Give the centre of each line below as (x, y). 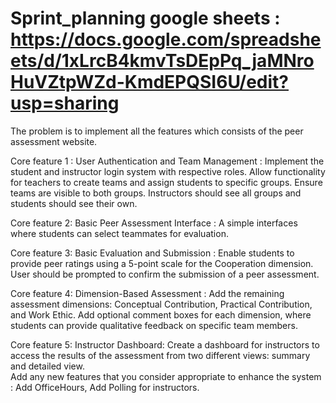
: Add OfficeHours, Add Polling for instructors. (105, 387)
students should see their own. (74, 203)
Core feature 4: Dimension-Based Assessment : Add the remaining (147, 293)
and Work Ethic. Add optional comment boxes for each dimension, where (161, 314)
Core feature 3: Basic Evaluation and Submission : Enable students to (152, 253)
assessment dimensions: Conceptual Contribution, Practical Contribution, (161, 304)
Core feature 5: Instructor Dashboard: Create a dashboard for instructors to (165, 344)
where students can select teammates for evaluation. (119, 233)
